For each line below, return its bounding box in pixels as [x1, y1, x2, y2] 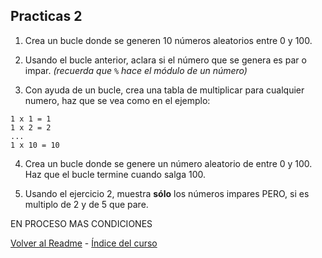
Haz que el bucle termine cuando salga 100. [24, 168, 207, 180]
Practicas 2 [10, 8, 83, 25]
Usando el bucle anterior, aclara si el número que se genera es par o [24, 54, 307, 66]
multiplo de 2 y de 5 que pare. [24, 198, 149, 210]
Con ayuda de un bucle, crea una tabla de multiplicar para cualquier [24, 84, 305, 96]
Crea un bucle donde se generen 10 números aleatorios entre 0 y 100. [24, 34, 313, 46]
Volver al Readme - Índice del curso [10, 237, 158, 249]
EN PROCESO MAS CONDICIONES [10, 217, 153, 229]
